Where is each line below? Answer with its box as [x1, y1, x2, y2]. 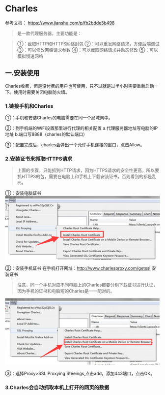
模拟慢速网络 [17, 53, 43, 59]
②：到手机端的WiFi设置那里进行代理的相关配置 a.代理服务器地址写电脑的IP [5, 125, 158, 131]
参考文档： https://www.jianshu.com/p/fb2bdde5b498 [5, 20, 115, 26]
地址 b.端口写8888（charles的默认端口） [5, 132, 87, 137]
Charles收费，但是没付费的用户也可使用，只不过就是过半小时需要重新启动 [5, 83, 154, 89]
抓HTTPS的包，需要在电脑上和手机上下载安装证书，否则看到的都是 [17, 173, 152, 180]
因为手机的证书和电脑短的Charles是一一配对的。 [17, 288, 115, 294]
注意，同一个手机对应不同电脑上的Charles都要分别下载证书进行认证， [17, 282, 158, 288]
